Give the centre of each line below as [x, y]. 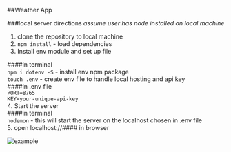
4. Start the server [33, 106]
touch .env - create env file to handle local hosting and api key [96, 79]
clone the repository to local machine [70, 36]
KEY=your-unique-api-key [43, 99]
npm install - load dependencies [64, 44]
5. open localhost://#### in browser [58, 128]
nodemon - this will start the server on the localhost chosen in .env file [104, 120]
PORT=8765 [21, 93]
